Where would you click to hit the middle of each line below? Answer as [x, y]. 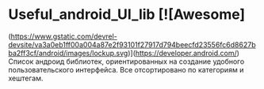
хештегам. [26, 78]
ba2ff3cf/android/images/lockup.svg [68, 53]
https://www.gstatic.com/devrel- [64, 36]
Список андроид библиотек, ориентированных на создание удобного [126, 61]
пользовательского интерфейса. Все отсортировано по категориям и [126, 69]
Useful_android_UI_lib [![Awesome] [127, 15]
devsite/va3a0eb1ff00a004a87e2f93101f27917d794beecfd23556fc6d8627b [132, 44]
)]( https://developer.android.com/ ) [184, 53]
